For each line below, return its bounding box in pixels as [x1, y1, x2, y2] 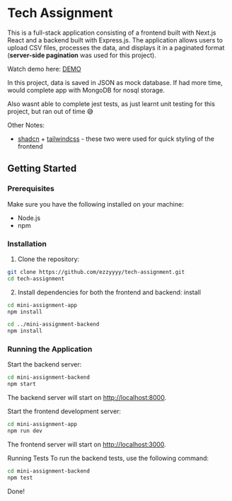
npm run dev [7, 427, 42, 434]
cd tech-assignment [7, 275, 65, 282]
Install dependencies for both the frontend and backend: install [17, 288, 202, 296]
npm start [7, 381, 37, 388]
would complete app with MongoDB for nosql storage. [7, 86, 165, 94]
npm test [7, 474, 33, 481]
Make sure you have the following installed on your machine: [7, 200, 184, 208]
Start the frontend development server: [7, 407, 122, 415]
